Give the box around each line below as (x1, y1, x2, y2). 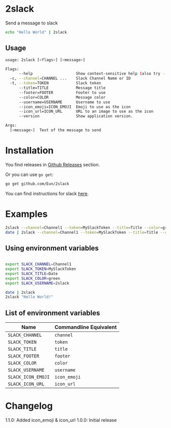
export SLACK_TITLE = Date (5, 271, 58, 276)
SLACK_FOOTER (8, 353, 40, 359)
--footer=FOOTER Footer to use (18, 90, 106, 95)
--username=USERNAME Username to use (18, 100, 110, 105)
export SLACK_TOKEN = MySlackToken (5, 266, 76, 272)
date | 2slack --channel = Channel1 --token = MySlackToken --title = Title (5, 230, 158, 235)
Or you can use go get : (5, 171, 54, 177)
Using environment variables (5, 243, 99, 252)
